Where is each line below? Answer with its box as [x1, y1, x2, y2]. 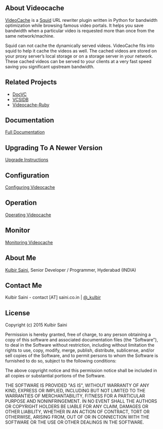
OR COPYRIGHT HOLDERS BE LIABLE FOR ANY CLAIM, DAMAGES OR [5, 404, 149, 410]
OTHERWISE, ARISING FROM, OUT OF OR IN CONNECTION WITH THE [5, 414, 150, 420]
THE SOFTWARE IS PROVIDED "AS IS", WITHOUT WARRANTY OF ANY [5, 382, 150, 388]
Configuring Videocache [5, 184, 55, 190]
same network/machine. [5, 33, 54, 39]
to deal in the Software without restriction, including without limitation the [5, 342, 155, 348]
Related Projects [5, 78, 57, 86]
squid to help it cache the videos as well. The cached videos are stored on [5, 48, 157, 54]
